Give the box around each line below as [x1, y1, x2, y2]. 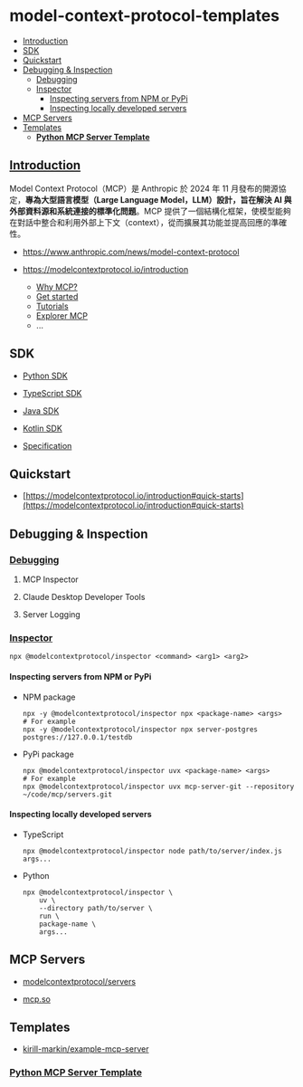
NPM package [22, 691, 76, 702]
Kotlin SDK [22, 423, 63, 434]
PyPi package [22, 749, 74, 759]
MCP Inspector [22, 574, 79, 585]
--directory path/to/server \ [39, 903, 153, 912]
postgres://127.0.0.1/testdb [22, 732, 133, 742]
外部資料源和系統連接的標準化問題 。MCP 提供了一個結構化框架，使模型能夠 [9, 205, 291, 216]
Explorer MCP [35, 310, 89, 321]
